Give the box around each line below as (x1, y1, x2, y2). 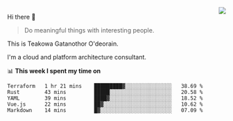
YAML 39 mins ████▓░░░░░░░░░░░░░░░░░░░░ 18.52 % (7, 95, 203, 102)
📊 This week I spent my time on (7, 67, 101, 75)
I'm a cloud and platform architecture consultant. (7, 53, 147, 61)
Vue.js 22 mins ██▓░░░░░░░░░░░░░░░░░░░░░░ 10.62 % (7, 101, 203, 108)
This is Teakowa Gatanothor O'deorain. (7, 39, 119, 48)
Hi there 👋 (7, 13, 36, 21)
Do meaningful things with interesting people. (24, 26, 155, 34)
